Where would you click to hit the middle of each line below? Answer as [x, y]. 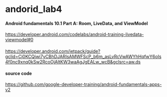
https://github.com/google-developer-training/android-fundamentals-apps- [83, 84]
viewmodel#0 [19, 40]
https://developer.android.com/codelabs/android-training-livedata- [75, 34]
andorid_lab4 [34, 9]
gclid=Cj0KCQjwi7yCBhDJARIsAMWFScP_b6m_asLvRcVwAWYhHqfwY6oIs [83, 56]
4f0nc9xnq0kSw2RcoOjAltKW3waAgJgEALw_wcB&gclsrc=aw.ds [73, 61]
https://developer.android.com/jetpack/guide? [53, 51]
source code [19, 73]
